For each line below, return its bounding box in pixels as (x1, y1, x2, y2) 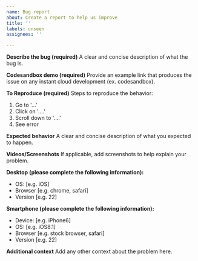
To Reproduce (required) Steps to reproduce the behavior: (6, 90, 153, 97)
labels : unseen (6, 25, 45, 32)
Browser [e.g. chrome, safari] (15, 187, 89, 194)
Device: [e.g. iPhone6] (15, 217, 71, 224)
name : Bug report (6, 8, 50, 15)
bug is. (6, 60, 24, 67)
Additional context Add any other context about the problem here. (6, 248, 173, 255)
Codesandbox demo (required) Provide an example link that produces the (6, 71, 192, 79)
